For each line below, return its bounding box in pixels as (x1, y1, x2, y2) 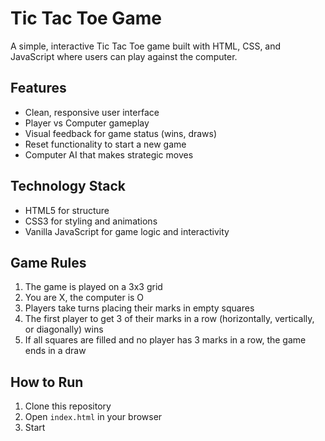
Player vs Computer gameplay (24, 117, 150, 129)
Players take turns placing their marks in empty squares (24, 302, 255, 314)
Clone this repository (24, 400, 112, 412)
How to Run (10, 373, 84, 391)
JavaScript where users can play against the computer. (10, 50, 238, 62)
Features (10, 80, 67, 97)
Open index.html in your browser (24, 411, 163, 423)
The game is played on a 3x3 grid (24, 281, 163, 293)
